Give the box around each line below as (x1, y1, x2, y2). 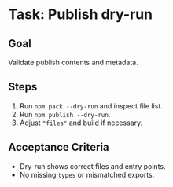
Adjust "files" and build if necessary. (19, 118, 143, 127)
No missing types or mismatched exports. (19, 170, 155, 179)
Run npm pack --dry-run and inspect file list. (19, 101, 163, 111)
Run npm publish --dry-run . (19, 109, 111, 119)
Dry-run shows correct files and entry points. (19, 161, 166, 170)
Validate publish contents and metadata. (8, 57, 139, 67)
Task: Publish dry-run (8, 5, 153, 24)
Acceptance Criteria (8, 141, 109, 154)
